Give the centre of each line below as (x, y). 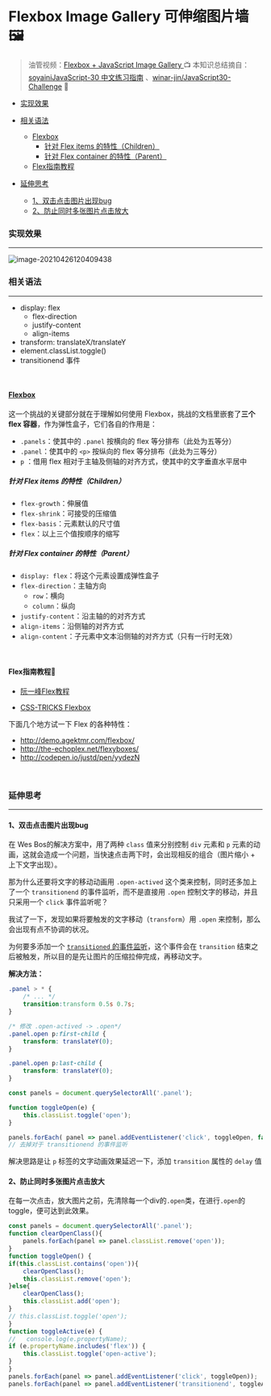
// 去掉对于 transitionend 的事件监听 (68, 1145)
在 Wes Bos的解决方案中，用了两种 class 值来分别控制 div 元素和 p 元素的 (131, 845)
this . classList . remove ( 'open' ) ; (77, 1279)
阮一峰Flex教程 (45, 691)
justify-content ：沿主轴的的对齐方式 (83, 616)
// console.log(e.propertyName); (68, 1339)
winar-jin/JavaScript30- (192, 77)
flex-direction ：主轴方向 (63, 585)
